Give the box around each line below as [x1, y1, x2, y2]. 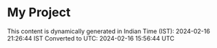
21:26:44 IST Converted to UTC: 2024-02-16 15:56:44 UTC [7, 34, 174, 42]
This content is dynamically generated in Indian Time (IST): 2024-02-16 [7, 27, 210, 35]
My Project [7, 5, 71, 20]
